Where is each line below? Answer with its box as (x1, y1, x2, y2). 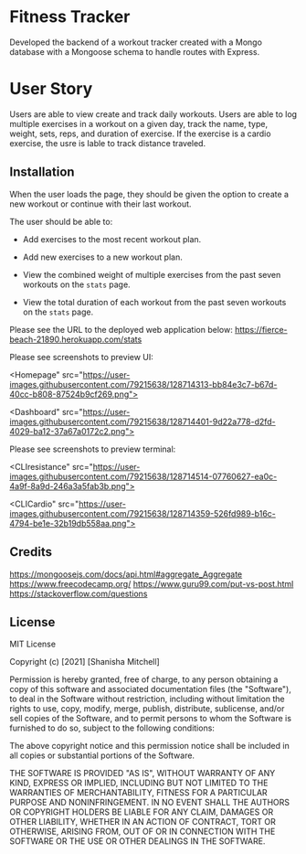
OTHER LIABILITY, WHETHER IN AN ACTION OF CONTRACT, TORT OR (9, 817, 276, 827)
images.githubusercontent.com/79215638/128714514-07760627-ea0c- (9, 471, 278, 482)
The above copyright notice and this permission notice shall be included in (9, 741, 290, 752)
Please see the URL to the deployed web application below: (9, 324, 233, 335)
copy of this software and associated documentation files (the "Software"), (9, 684, 292, 695)
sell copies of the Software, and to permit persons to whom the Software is (9, 713, 292, 724)
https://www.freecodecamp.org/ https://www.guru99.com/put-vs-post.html (9, 578, 294, 589)
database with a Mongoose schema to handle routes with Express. (9, 46, 260, 57)
